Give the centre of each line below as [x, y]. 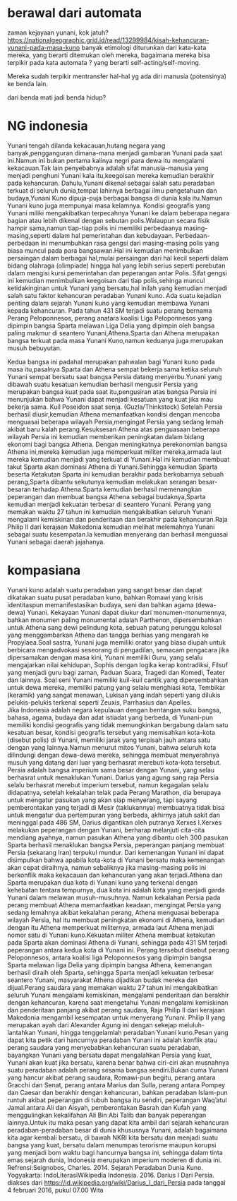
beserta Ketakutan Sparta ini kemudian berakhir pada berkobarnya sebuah [116, 474]
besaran [19, 489]
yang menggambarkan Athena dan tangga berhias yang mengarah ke [108, 635]
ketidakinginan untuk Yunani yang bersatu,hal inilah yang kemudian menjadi [117, 288]
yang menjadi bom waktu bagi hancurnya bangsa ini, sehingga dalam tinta [115, 1152]
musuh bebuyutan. [35, 348]
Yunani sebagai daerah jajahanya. [56, 542]
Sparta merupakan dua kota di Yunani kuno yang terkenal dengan [103, 882]
